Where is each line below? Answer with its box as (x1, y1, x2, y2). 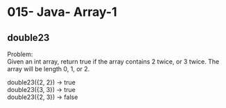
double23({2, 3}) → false (7, 93, 78, 101)
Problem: (7, 50, 33, 58)
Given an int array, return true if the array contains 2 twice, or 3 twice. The (7, 57, 220, 66)
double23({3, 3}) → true (7, 86, 76, 93)
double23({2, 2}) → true (7, 78, 76, 87)
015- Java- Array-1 (7, 4, 117, 20)
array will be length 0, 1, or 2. (7, 65, 90, 73)
